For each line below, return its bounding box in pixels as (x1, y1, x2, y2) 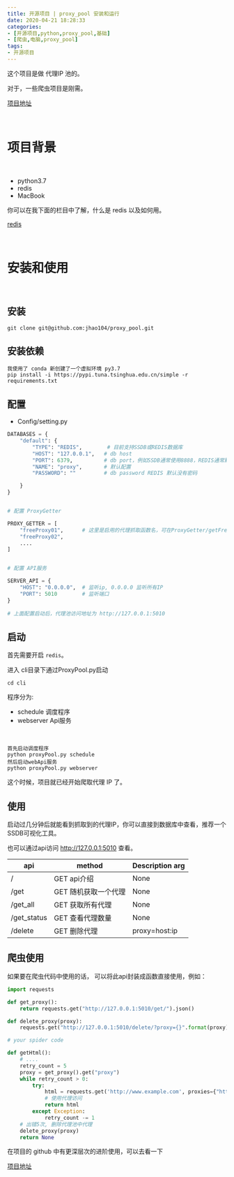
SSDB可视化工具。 (7, 829, 61, 838)
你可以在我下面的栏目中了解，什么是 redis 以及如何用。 (7, 205, 166, 214)
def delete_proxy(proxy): (7, 1018, 82, 1025)
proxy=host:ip (132, 926, 178, 936)
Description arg (132, 861, 185, 870)
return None (19, 1134, 54, 1141)
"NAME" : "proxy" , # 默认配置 (32, 463, 131, 470)
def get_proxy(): (7, 998, 58, 1006)
